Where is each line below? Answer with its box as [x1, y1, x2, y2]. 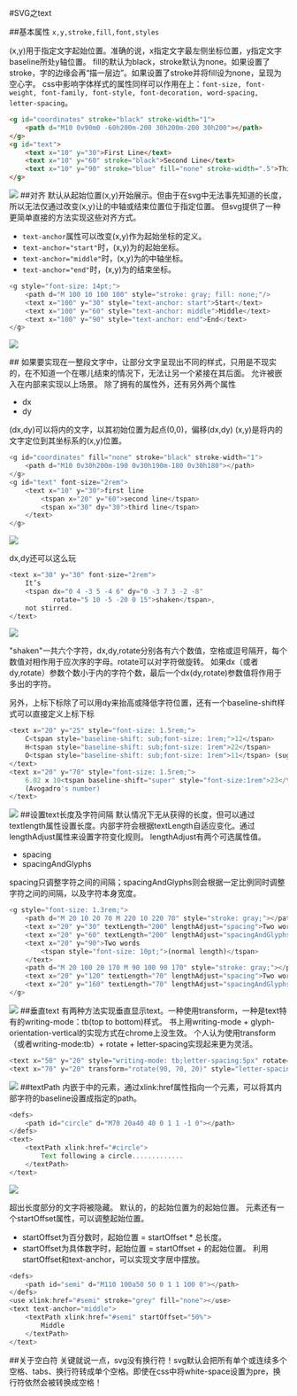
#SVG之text [9, 8, 52, 18]
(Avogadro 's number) [25, 784, 101, 793]
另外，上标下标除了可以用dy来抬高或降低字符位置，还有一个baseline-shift [9, 698, 278, 708]
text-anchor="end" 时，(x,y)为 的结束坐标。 [21, 264, 177, 275]
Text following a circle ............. [41, 1151, 184, 1160]
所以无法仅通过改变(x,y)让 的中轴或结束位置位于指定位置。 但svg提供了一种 [9, 201, 281, 211]
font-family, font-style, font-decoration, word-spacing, [41, 89, 259, 97]
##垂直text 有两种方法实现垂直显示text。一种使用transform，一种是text [19, 1005, 280, 1016]
